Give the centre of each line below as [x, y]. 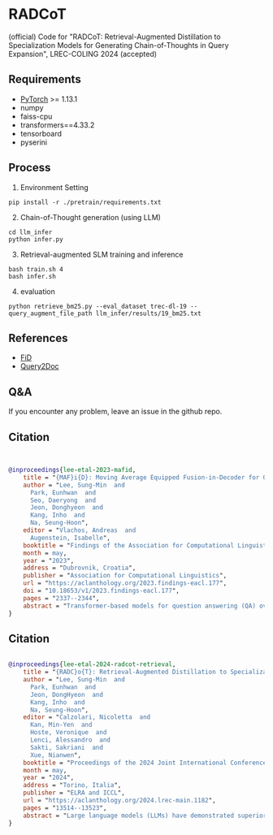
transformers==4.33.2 [57, 125]
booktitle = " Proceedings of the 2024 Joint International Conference [145, 763]
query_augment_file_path [50, 314]
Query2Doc [39, 366]
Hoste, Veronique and [68, 733]
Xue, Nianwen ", [56, 755]
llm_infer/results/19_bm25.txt [148, 314]
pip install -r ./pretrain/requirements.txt [85, 202]
